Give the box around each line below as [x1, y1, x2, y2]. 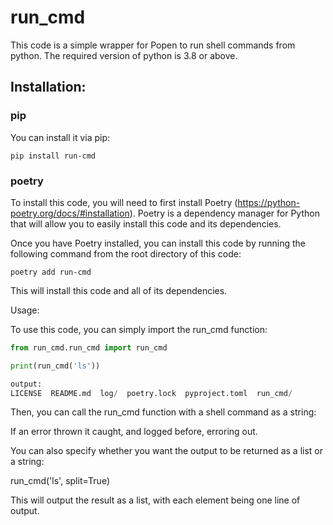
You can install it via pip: [10, 131, 111, 143]
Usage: [10, 304, 40, 316]
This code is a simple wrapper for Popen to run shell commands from [10, 39, 296, 51]
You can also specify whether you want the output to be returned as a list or [10, 445, 324, 457]
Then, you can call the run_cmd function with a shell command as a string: [10, 406, 317, 418]
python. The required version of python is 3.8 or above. [10, 49, 238, 61]
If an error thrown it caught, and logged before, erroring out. [10, 426, 258, 438]
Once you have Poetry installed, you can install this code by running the [10, 237, 306, 249]
